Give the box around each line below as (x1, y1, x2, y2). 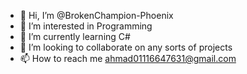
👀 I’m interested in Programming (19, 20, 153, 32)
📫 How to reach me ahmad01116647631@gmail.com (19, 53, 237, 64)
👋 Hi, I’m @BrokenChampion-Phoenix (19, 10, 174, 21)
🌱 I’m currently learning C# (19, 31, 131, 42)
